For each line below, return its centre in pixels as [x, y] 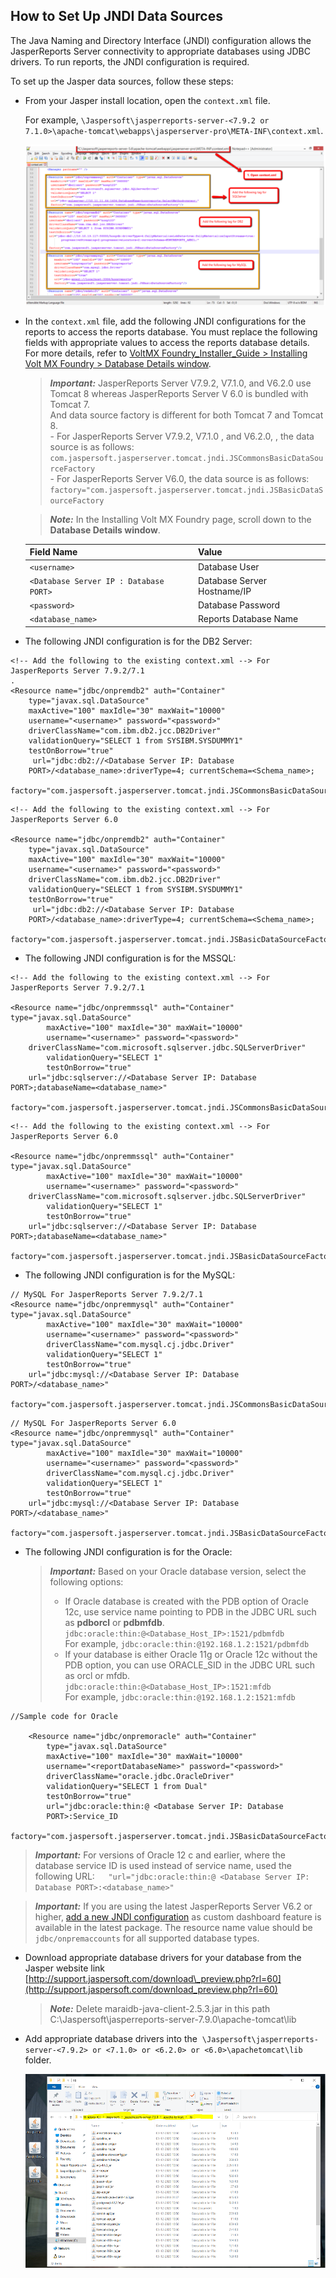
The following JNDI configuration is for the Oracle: [128, 1551]
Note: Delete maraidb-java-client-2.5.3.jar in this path [160, 2008]
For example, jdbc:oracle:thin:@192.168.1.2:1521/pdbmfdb [187, 1643]
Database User [229, 566]
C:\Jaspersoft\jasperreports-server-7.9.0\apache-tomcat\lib [173, 2019]
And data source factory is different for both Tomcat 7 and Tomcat [186, 415]
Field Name [53, 552]
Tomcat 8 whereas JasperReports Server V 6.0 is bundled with [179, 393]
